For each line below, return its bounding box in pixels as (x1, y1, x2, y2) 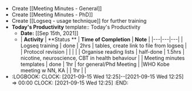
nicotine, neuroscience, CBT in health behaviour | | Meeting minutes (20, 55, 185, 61)
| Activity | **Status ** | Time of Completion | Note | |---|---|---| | (20, 36, 183, 43)
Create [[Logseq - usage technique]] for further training (11, 17, 147, 24)
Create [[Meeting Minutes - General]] (11, 5, 102, 12)
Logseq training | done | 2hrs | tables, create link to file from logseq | (20, 42, 187, 49)
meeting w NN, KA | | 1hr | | (20, 67, 87, 73)
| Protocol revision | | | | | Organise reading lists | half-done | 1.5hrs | (20, 48, 185, 55)
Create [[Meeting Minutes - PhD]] (11, 11, 93, 18)
